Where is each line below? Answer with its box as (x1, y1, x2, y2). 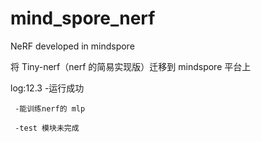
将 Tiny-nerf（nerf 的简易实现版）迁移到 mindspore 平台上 (10, 60, 252, 72)
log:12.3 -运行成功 (10, 82, 85, 94)
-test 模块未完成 (14, 123, 80, 133)
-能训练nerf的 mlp (14, 103, 86, 114)
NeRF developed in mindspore (10, 40, 135, 52)
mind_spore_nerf (10, 7, 156, 30)
